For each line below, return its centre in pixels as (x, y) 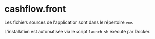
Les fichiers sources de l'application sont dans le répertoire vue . (69, 22)
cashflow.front (35, 9)
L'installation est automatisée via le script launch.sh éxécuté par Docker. (77, 31)
